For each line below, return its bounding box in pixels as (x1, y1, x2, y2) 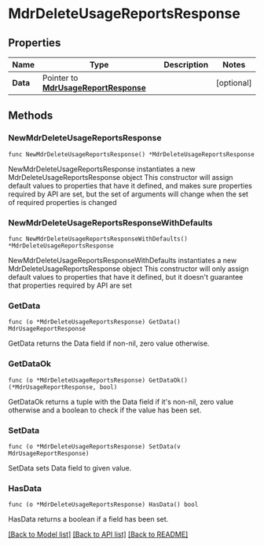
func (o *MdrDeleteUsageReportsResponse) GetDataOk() (8, 376, 189, 384)
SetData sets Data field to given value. (8, 463, 132, 472)
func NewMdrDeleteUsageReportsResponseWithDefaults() (8, 235, 189, 243)
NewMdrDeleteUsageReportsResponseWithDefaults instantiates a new (8, 255, 237, 265)
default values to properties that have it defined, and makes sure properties (8, 181, 253, 190)
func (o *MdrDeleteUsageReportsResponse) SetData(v (8, 442, 181, 450)
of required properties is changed (8, 197, 117, 207)
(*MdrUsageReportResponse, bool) (8, 383, 118, 391)
